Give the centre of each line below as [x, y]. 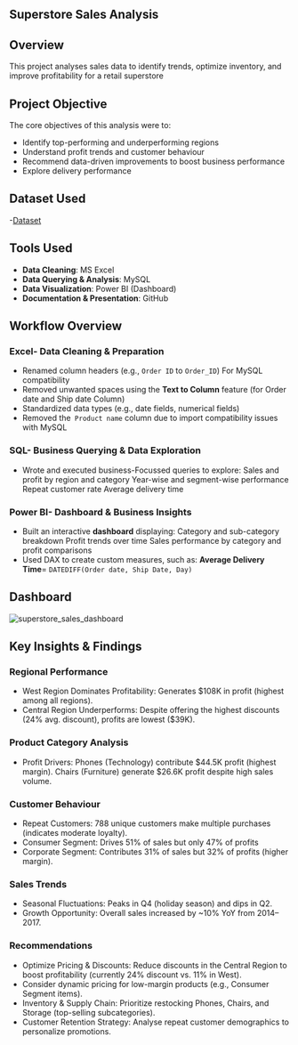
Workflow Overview [66, 326]
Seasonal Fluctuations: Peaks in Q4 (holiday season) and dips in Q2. [147, 903]
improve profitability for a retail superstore [87, 76]
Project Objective [58, 104]
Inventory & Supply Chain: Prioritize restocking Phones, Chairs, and [145, 1003]
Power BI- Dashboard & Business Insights [101, 512]
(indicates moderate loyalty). [75, 833]
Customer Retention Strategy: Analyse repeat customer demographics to [156, 1022]
